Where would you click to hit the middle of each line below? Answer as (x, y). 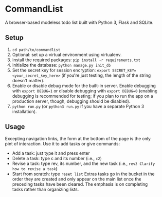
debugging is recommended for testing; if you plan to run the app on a (82, 96)
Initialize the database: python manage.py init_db (61, 65)
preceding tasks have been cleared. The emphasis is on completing (80, 184)
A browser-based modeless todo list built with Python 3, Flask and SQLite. (79, 22)
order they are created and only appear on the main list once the (77, 179)
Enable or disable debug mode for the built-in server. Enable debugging (84, 86)
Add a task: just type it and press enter (51, 153)
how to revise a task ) (35, 168)
